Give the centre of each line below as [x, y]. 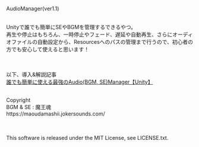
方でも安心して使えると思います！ [48, 49]
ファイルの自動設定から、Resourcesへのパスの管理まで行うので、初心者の [102, 42]
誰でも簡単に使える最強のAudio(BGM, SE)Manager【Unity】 [80, 82]
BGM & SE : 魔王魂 [29, 107]
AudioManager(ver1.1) [33, 9]
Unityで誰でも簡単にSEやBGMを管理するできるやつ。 [71, 27]
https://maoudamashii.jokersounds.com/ [56, 114]
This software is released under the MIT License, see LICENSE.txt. [87, 138]
